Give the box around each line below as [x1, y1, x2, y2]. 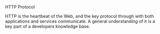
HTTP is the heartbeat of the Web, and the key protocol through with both [5, 13, 155, 19]
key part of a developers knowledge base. [5, 23, 90, 29]
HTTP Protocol [5, 4, 35, 10]
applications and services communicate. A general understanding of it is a [5, 19, 156, 24]
